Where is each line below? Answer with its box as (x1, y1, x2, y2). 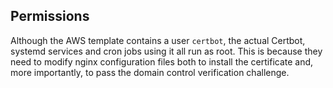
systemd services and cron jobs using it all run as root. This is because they (10, 45, 323, 57)
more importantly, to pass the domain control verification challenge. (10, 66, 290, 78)
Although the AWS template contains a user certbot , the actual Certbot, (10, 34, 306, 46)
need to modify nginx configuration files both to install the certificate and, (10, 55, 314, 68)
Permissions (10, 8, 90, 25)
